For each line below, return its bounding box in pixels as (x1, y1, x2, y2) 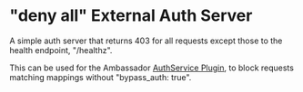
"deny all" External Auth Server (9, 5, 253, 26)
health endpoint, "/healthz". (9, 44, 113, 55)
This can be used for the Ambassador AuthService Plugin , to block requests (9, 62, 294, 73)
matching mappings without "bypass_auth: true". (9, 71, 192, 82)
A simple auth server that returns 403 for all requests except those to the (9, 35, 283, 46)
